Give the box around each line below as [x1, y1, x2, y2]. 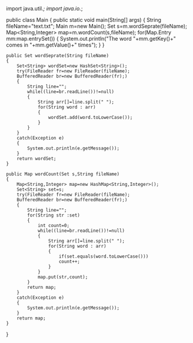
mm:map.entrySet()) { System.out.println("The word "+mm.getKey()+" [6, 35, 177, 42]
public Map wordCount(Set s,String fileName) [6, 171, 119, 177]
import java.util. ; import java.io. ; [6, 5, 83, 12]
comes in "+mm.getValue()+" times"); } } [6, 41, 105, 48]
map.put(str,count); [37, 274, 88, 280]
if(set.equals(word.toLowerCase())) [58, 254, 149, 259]
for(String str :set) [27, 212, 81, 218]
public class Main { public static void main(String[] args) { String [6, 16, 162, 23]
